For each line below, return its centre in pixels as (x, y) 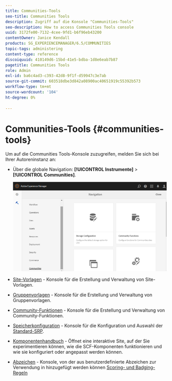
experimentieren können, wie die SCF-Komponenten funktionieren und (87, 346)
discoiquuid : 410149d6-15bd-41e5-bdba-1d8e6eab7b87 (61, 60)
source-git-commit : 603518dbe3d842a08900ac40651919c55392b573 (73, 81)
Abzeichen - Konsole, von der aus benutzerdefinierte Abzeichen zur (84, 361)
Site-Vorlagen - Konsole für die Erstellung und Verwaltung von (78, 279)
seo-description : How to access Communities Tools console (70, 27)
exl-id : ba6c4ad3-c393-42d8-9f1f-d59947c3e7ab (56, 76)
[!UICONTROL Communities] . (44, 175)
